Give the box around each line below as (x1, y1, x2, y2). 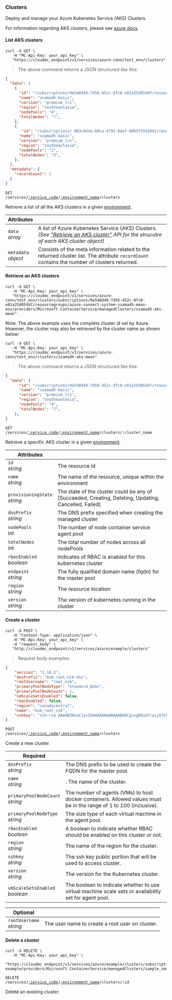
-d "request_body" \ (12, 642, 56, 647)
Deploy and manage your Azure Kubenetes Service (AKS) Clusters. (5, 15, 147, 22)
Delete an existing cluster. (5, 989, 60, 995)
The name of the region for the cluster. (65, 842, 158, 849)
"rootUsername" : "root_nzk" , (14, 679, 77, 685)
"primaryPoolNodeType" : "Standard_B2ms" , (14, 684, 104, 689)
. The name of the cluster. (65, 778, 127, 785)
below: (5, 331, 19, 337)
